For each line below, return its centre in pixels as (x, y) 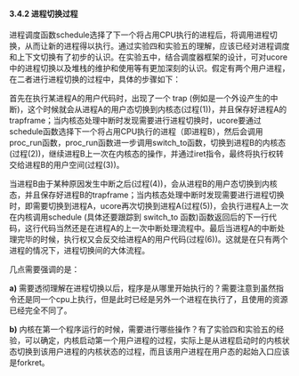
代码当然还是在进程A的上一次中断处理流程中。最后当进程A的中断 (158, 228)
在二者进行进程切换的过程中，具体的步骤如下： (95, 79)
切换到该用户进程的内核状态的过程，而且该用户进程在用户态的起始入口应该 (153, 352)
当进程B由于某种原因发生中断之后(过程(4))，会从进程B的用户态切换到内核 (143, 184)
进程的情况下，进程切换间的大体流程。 (79, 251)
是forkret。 (30, 363)
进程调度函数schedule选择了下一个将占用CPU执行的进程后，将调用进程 (139, 35)
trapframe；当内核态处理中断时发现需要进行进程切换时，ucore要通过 (135, 121)
